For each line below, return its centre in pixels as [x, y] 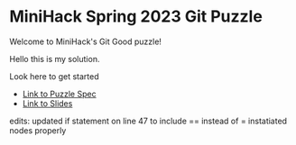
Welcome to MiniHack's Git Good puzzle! [86, 41]
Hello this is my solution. [55, 59]
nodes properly [38, 130]
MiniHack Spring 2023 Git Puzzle [136, 17]
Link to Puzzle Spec [59, 94]
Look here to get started [54, 76]
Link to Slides [47, 103]
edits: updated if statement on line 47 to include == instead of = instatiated [148, 121]
